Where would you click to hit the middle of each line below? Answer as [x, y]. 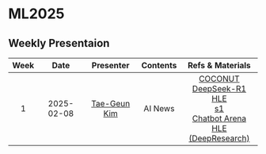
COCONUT [219, 79]
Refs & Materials [219, 65]
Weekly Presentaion [59, 43]
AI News [159, 108]
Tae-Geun [110, 104]
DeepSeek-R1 [219, 89]
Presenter [110, 65]
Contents [159, 65]
